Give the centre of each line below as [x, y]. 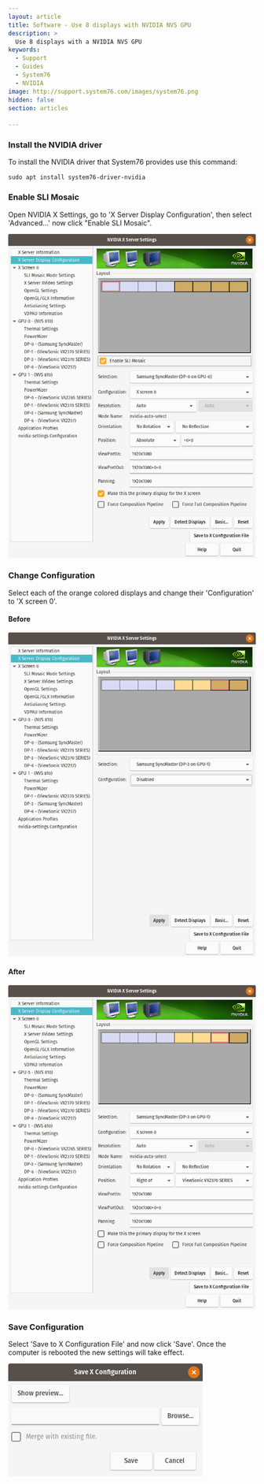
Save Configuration [46, 1326]
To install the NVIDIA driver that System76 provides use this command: [123, 162]
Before [20, 619]
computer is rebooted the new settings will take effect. [96, 1352]
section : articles [38, 108]
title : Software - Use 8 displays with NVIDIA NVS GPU [100, 25]
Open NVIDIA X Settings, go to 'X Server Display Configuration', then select [130, 214]
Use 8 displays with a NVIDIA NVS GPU [79, 42]
